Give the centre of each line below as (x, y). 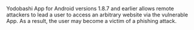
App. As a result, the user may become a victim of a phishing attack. (92, 21)
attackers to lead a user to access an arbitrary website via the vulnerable (97, 15)
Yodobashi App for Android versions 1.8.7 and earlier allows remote (90, 9)
